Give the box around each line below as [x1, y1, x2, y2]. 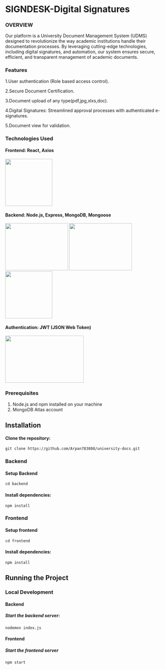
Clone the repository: [5, 435, 51, 441]
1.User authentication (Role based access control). [5, 78, 109, 84]
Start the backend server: [5, 613, 60, 619]
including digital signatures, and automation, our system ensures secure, [5, 49, 155, 55]
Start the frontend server [5, 647, 59, 653]
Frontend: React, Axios [5, 147, 54, 154]
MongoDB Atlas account [12, 406, 63, 412]
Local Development [5, 589, 54, 596]
